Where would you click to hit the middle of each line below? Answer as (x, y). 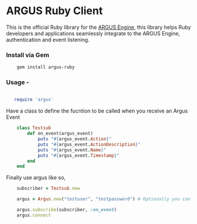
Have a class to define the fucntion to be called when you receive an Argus (97, 111)
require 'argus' (34, 100)
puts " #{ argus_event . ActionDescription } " (89, 144)
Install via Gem (28, 55)
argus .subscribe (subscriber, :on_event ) (67, 210)
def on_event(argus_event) (60, 134)
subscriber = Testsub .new (49, 189)
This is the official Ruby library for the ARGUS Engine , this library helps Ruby (98, 27)
